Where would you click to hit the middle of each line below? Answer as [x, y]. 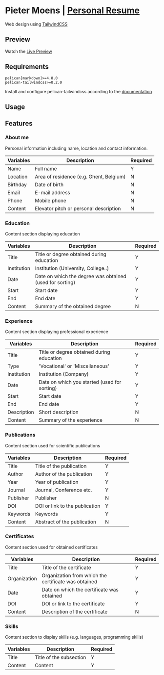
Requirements [27, 67]
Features [19, 123]
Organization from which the [74, 575]
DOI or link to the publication [68, 506]
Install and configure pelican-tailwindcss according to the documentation [79, 91]
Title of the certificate [66, 568]
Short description [59, 412]
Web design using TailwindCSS [36, 24]
